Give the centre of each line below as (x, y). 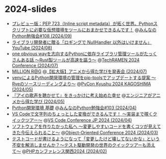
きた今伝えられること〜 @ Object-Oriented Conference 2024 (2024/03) (85, 132)
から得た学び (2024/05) (41, 101)
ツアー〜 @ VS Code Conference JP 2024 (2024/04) (79, 120)
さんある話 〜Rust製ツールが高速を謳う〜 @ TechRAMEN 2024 (76, 60)
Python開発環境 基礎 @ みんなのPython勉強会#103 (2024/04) (74, 107)
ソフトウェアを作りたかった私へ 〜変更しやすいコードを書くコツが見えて (86, 126)
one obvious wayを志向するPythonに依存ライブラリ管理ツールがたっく (84, 54)
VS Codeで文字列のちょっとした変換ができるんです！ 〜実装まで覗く (82, 114)
